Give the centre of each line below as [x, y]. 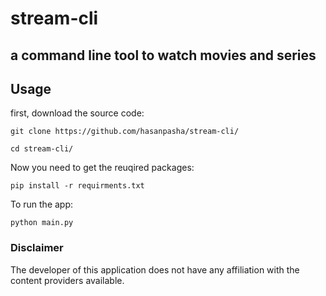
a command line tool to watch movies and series [163, 55]
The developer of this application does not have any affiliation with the [155, 269]
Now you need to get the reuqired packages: [102, 168]
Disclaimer [37, 248]
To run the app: [42, 204]
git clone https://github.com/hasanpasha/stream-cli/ [125, 132]
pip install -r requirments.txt [77, 186]
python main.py [42, 223]
